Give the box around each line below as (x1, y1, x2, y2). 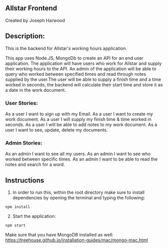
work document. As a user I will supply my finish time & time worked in (5, 116, 152, 122)
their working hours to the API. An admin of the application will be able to (5, 65, 157, 72)
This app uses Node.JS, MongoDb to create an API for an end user (5, 55, 144, 61)
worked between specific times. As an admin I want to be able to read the (5, 156, 158, 162)
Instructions (5, 176, 44, 185)
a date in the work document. (5, 87, 66, 93)
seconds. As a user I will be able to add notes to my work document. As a (5, 121, 157, 128)
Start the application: (12, 213, 56, 219)
